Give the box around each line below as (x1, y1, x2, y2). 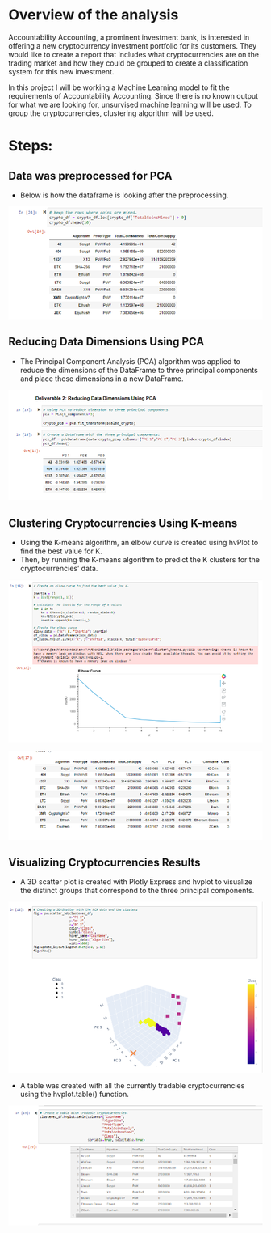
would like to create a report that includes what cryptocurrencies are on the (8, 49, 260, 59)
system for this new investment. (8, 66, 115, 76)
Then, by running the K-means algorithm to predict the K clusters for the (19, 555, 261, 565)
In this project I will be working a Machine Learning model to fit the (8, 83, 230, 92)
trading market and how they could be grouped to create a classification (8, 58, 248, 68)
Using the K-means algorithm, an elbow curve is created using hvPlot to (19, 538, 259, 548)
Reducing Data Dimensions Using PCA (8, 335, 205, 349)
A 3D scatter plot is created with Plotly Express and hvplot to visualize (19, 877, 253, 887)
